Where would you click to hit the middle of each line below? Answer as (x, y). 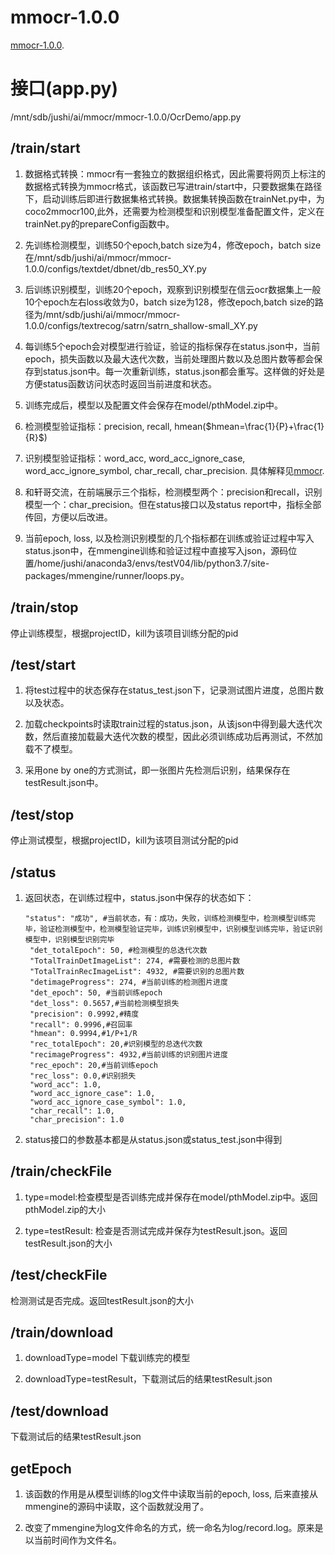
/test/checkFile (59, 1275)
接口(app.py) (64, 88)
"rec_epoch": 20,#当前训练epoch (94, 1065)
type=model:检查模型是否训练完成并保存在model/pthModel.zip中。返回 (171, 1197)
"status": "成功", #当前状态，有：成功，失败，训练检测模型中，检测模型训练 (166, 918)
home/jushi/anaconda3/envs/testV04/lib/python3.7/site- (153, 563)
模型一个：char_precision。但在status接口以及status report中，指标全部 (173, 504)
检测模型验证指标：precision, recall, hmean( (115, 426)
